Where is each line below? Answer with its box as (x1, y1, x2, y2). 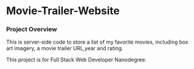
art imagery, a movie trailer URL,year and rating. (6, 45, 123, 52)
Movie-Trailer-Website (6, 4, 120, 18)
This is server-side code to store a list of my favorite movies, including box (6, 38, 189, 45)
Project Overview (6, 25, 58, 34)
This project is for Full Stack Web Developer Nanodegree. (6, 56, 147, 63)
